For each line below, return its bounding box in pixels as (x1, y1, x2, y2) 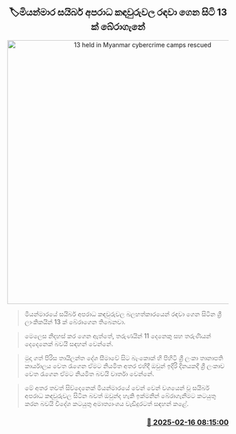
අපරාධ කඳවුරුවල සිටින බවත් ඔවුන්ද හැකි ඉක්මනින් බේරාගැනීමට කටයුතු (24, 391, 216, 400)
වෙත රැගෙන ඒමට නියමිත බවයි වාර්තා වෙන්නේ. (24, 369, 155, 378)
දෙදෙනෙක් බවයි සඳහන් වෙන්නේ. (24, 339, 114, 347)
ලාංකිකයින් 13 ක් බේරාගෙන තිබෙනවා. (24, 317, 126, 326)
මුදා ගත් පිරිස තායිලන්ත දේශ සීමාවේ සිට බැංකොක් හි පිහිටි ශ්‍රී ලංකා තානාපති (24, 353, 223, 362)
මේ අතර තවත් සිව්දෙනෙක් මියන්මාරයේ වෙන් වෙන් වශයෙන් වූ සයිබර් (24, 383, 210, 392)
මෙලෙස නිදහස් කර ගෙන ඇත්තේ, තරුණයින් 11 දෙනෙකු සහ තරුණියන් (24, 331, 211, 340)
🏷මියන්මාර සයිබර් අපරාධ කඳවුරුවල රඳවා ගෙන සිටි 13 (8, 6, 228, 18)
